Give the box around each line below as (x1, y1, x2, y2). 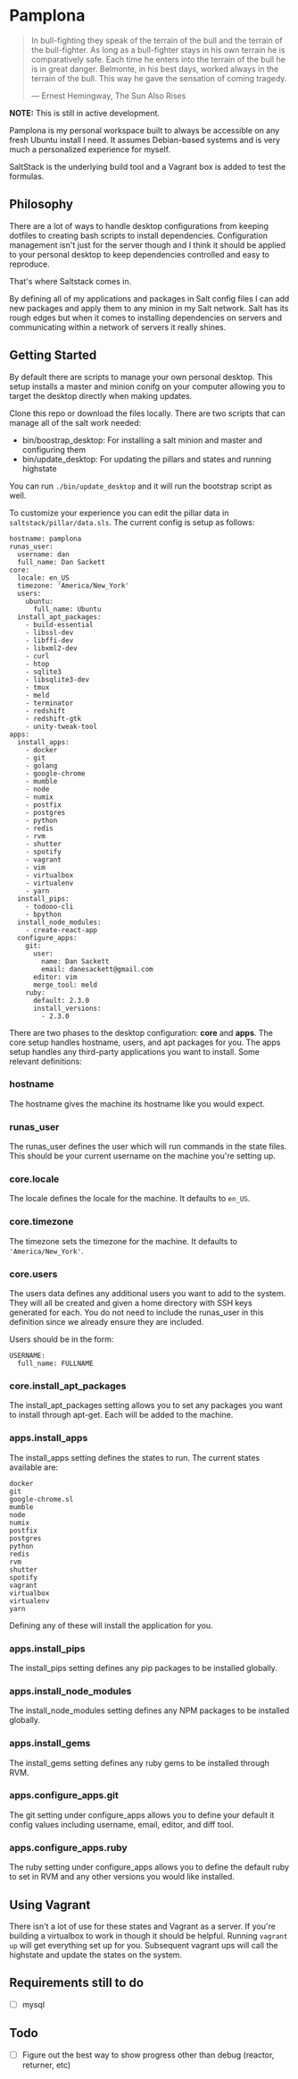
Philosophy (9, 197, 74, 212)
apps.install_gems (9, 1737, 91, 1750)
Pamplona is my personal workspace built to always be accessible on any (9, 124, 280, 135)
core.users (9, 1268, 58, 1280)
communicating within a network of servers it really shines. (9, 321, 227, 332)
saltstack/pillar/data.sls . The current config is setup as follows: (9, 516, 255, 528)
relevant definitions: (9, 1056, 82, 1066)
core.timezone (9, 1216, 74, 1228)
